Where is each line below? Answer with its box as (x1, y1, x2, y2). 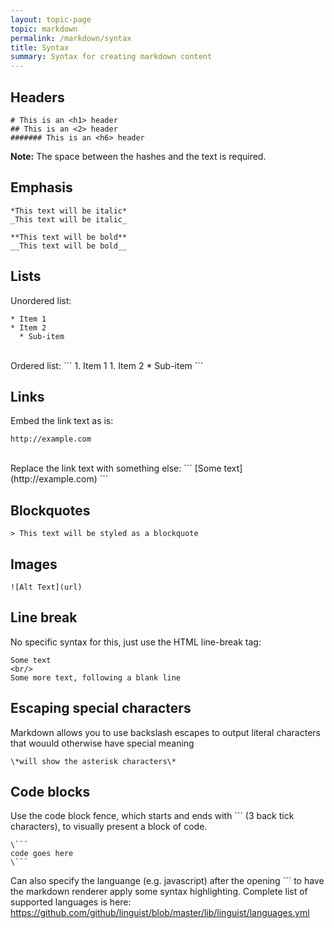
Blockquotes (10, 502, 91, 519)
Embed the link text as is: (10, 415, 114, 427)
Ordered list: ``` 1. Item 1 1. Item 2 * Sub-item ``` (10, 359, 204, 371)
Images (10, 556, 58, 573)
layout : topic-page (10, 14, 92, 25)
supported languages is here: (10, 896, 132, 908)
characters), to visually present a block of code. (10, 821, 208, 833)
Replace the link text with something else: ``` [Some (10, 462, 222, 475)
